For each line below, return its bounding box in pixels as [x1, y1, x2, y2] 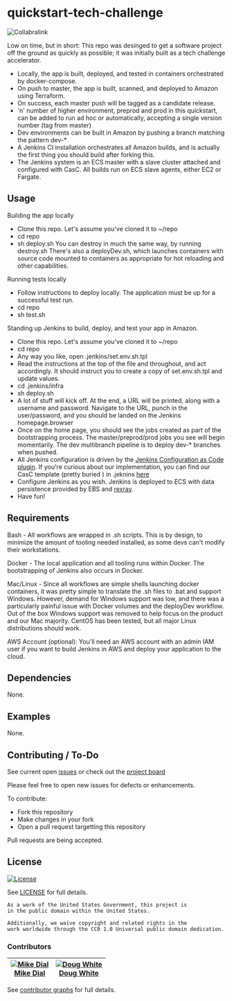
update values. [17, 374, 60, 382]
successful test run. [17, 296, 74, 304]
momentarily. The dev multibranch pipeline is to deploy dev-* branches [17, 440, 221, 449]
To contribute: [7, 794, 47, 803]
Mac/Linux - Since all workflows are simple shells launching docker [7, 579, 199, 588]
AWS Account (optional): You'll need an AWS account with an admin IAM [7, 637, 215, 646]
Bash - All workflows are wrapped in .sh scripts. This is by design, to [7, 531, 203, 539]
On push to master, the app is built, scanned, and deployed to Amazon [17, 84, 218, 92]
